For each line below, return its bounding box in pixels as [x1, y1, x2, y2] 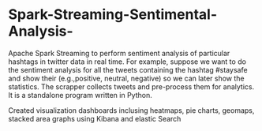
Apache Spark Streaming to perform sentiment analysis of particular [8, 48, 230, 58]
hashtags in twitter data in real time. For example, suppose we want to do [8, 57, 247, 66]
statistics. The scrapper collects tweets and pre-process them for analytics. [8, 81, 255, 92]
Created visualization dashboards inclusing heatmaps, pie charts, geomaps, [8, 105, 255, 115]
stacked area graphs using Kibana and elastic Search [8, 114, 182, 123]
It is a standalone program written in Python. [8, 90, 152, 99]
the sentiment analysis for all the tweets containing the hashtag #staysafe [8, 65, 248, 74]
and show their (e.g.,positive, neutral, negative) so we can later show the [8, 73, 245, 83]
